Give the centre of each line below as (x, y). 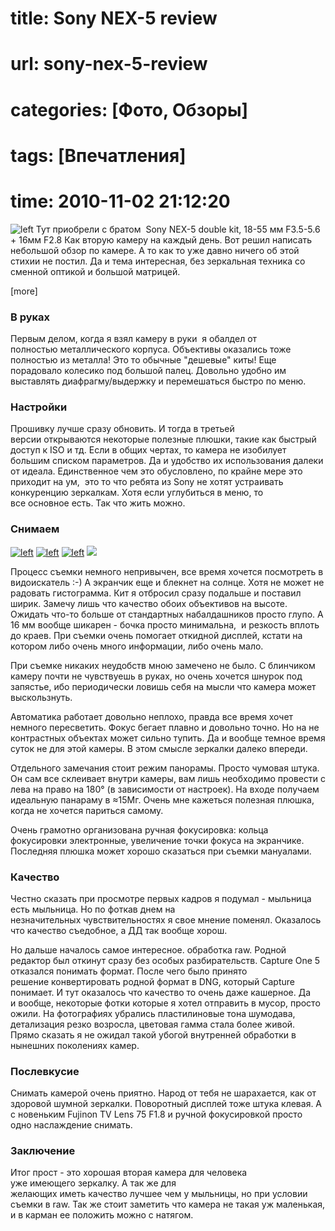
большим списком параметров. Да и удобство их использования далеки (167, 461)
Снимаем (35, 529)
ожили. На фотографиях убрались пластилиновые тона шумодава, (153, 1013)
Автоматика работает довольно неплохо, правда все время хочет (152, 716)
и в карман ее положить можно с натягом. (102, 1215)
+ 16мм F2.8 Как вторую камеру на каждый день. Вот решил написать (161, 239)
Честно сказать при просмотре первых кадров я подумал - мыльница (161, 898)
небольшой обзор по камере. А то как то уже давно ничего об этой (155, 250)
